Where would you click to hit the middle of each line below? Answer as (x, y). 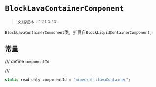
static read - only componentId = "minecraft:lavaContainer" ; (68, 80)
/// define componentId (27, 61)
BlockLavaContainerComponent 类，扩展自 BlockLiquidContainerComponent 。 (79, 32)
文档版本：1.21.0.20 (37, 22)
